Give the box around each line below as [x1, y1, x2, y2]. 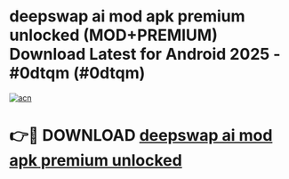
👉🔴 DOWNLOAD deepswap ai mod [9, 126, 273, 146]
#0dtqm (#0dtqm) [9, 63, 146, 84]
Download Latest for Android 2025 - [9, 45, 281, 64]
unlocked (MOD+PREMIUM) [9, 25, 218, 45]
